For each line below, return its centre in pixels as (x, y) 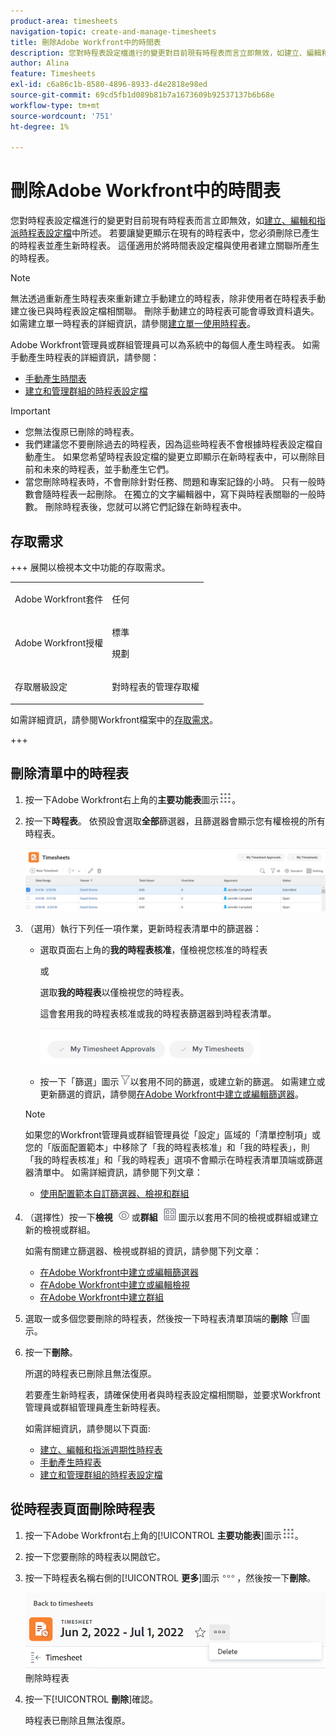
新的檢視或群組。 (60, 1229)
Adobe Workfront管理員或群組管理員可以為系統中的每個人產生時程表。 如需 (165, 345)
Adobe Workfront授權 (59, 643)
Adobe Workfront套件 (59, 599)
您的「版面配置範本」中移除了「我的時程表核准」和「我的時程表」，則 (167, 1147)
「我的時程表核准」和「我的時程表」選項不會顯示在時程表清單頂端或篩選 (173, 1159)
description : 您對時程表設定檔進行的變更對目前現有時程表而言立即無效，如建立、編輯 (166, 53)
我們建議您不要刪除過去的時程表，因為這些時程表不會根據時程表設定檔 (169, 444)
